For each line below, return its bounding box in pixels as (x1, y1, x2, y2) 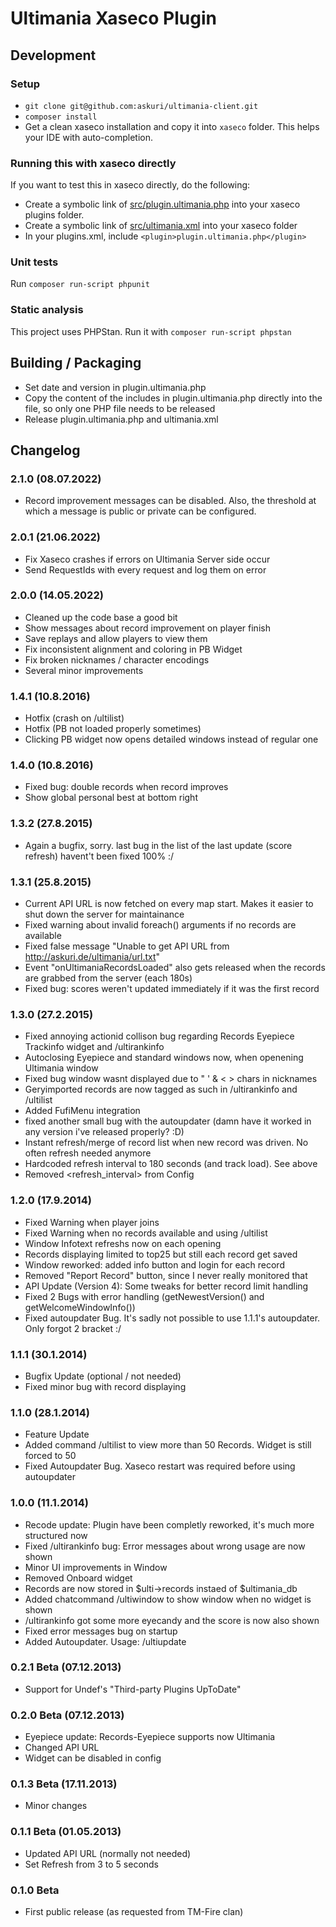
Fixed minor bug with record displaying (24, 1380, 187, 1392)
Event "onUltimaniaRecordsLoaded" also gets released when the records (24, 962, 326, 974)
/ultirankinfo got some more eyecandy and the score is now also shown (24, 1614, 320, 1626)
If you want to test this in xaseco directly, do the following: (10, 179, 251, 191)
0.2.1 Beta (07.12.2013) (10, 1660, 122, 1674)
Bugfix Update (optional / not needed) (24, 1370, 182, 1382)
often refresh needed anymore (24, 1147, 152, 1159)
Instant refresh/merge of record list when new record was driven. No (24, 1137, 309, 1149)
